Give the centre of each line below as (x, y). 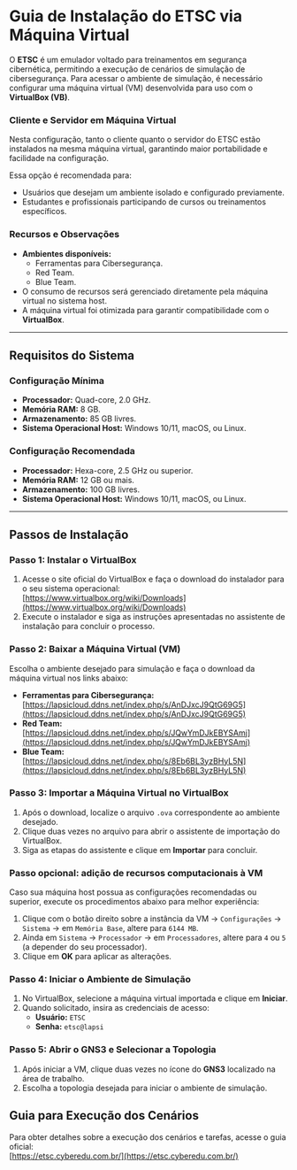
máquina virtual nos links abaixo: (69, 678)
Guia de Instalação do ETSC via (126, 16)
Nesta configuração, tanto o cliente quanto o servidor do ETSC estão (135, 140)
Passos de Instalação (69, 534)
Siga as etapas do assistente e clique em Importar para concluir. (140, 850)
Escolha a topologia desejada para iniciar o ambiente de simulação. (145, 1088)
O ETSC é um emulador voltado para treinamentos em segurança (128, 59)
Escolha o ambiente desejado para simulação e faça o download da (132, 668)
